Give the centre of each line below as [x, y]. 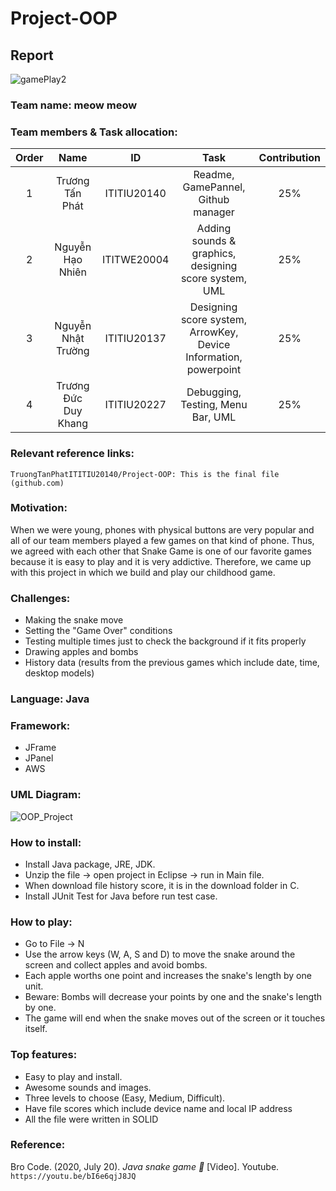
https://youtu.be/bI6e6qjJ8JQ [73, 1176]
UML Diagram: [46, 795]
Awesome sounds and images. [88, 1087]
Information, [214, 357]
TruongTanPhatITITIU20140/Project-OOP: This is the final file [145, 474]
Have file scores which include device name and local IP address [158, 1108]
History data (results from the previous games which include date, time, [172, 663]
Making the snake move [74, 620]
